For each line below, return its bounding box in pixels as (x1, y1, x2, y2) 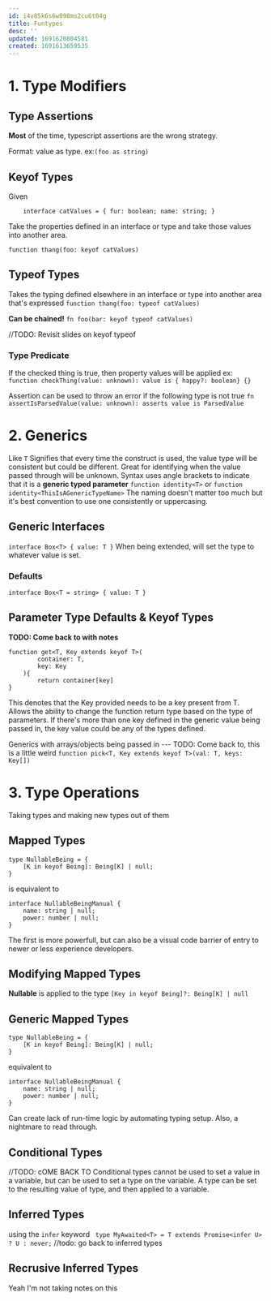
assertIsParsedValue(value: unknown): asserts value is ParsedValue (8, 399, 244, 408)
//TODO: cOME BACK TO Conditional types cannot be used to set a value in (8, 1167, 260, 1177)
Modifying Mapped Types (8, 967, 142, 981)
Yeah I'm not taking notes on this (8, 1283, 118, 1293)
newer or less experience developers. (8, 943, 134, 954)
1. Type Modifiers (8, 77, 127, 96)
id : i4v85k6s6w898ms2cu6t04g (8, 11, 107, 20)
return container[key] (37, 676, 114, 684)
